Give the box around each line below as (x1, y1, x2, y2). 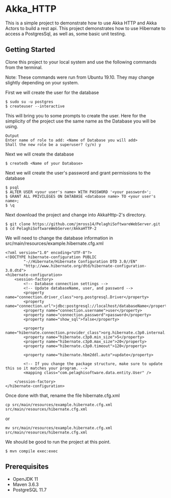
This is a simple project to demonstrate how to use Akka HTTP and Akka (5, 20, 157, 26)
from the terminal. (5, 64, 43, 70)
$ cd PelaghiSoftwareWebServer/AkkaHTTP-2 (5, 226, 97, 231)
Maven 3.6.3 (12, 481, 39, 487)
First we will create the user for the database (5, 89, 99, 96)
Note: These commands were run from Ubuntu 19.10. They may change (5, 74, 154, 80)
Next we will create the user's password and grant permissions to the (5, 170, 151, 176)
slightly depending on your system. (5, 79, 79, 85)
